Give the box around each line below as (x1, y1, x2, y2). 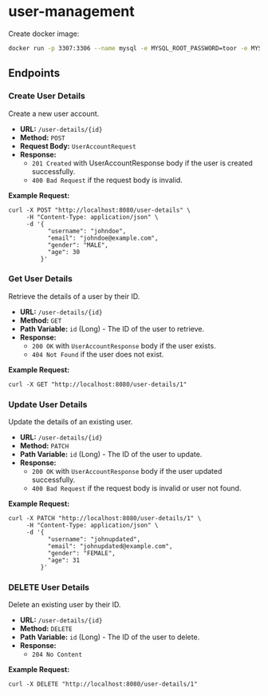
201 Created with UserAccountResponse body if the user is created (31, 158, 253, 168)
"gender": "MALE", (47, 241, 109, 249)
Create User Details (8, 90, 85, 101)
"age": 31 (47, 556, 81, 565)
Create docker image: (8, 29, 80, 38)
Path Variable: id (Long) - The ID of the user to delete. (19, 632, 200, 642)
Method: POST (19, 133, 65, 142)
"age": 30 (47, 248, 81, 256)
